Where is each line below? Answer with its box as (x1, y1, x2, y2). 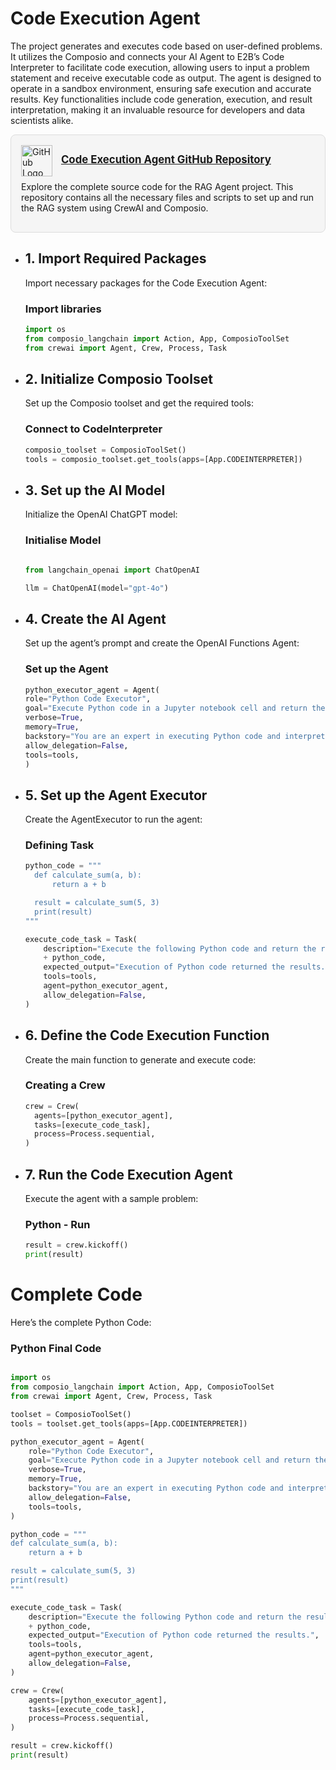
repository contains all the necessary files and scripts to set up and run (21, 191, 315, 203)
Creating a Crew (24, 1078, 106, 1092)
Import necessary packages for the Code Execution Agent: (24, 277, 268, 289)
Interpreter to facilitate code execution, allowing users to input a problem (10, 61, 310, 73)
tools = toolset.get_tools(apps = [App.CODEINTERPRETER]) (10, 1418, 248, 1429)
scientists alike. (10, 114, 74, 126)
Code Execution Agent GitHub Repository (60, 152, 272, 166)
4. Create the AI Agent (24, 610, 167, 627)
